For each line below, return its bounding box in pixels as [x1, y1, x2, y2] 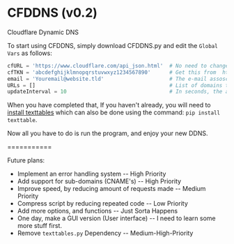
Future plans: [7, 156, 45, 165]
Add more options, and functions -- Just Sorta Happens [17, 207, 178, 215]
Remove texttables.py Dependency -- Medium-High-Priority [17, 229, 194, 238]
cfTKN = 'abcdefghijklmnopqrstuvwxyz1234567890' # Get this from [7, 68, 217, 76]
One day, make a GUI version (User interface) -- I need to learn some [17, 214, 216, 222]
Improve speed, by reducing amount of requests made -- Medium [17, 185, 206, 193]
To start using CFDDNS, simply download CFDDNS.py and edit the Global [7, 41, 218, 49]
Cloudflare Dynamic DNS [7, 28, 79, 36]
